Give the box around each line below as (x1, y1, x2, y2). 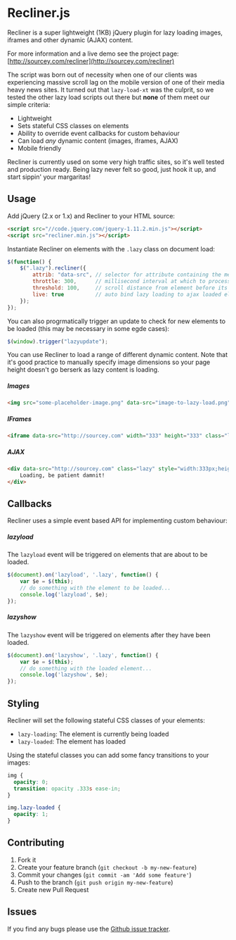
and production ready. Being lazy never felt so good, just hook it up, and (7, 165, 216, 173)
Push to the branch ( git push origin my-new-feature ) (17, 878, 173, 886)
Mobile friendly (17, 144, 62, 152)
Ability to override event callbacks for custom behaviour (17, 129, 181, 137)
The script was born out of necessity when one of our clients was (7, 70, 198, 79)
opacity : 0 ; (13, 778, 49, 786)
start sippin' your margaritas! (7, 173, 91, 181)
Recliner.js (7, 5, 70, 21)
